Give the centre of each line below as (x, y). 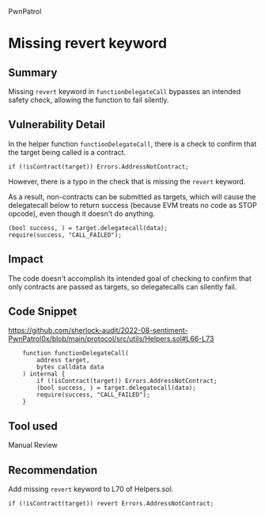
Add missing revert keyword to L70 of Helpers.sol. (91, 489)
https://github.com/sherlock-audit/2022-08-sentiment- (98, 331)
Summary (33, 72)
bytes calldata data (70, 367)
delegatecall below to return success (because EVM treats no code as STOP (132, 205)
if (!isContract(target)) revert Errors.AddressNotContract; (111, 504)
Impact (26, 259)
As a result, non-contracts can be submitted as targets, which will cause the (132, 196)
